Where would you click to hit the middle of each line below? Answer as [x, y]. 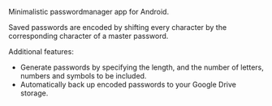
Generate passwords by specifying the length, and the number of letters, [142, 67]
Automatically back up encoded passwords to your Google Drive [128, 85]
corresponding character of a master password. [89, 36]
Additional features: [41, 51]
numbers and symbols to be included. [83, 76]
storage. [34, 93]
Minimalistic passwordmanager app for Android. [89, 12]
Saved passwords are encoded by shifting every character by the [118, 27]
